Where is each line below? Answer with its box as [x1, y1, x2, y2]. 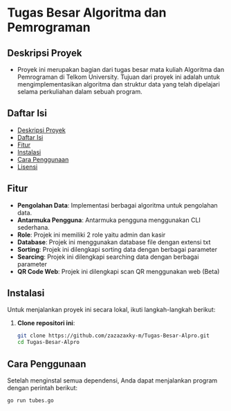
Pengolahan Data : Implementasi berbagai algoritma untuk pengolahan [17, 201, 218, 209]
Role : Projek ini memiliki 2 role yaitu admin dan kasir [17, 230, 166, 239]
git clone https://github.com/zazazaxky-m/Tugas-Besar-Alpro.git [17, 332, 210, 340]
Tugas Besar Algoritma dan [7, 5, 167, 21]
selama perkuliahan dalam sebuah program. [17, 88, 143, 95]
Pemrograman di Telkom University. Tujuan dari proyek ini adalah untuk [17, 73, 221, 81]
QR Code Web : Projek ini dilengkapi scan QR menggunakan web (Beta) [17, 267, 220, 275]
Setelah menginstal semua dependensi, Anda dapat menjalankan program [7, 376, 218, 385]
